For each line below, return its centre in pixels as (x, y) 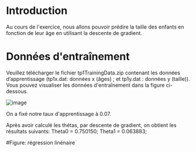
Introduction (37, 11)
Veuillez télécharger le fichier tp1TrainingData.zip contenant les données (93, 73)
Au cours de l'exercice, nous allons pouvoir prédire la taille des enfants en (95, 27)
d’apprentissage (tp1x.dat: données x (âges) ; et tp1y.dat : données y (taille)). (98, 79)
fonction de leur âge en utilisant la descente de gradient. (74, 33)
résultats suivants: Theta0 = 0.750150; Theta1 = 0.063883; (77, 131)
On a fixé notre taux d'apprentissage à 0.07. (59, 114)
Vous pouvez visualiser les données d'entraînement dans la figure (85, 85)
